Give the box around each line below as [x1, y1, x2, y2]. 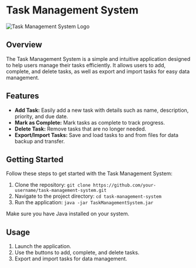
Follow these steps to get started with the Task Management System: [6, 170, 173, 177]
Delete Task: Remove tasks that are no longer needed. [14, 125, 146, 132]
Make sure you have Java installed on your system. [6, 210, 130, 217]
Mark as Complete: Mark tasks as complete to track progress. [14, 119, 165, 126]
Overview [6, 40, 43, 50]
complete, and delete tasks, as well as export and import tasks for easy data [6, 68, 190, 75]
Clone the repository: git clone [14, 181, 91, 188]
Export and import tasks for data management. [14, 255, 128, 262]
